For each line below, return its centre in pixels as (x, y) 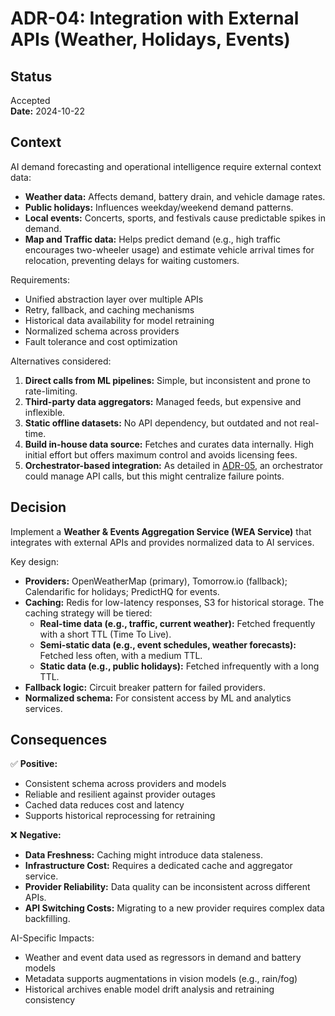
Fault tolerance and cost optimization (101, 341)
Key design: (34, 561)
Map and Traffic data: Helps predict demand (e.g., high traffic (153, 239)
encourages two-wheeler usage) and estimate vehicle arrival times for (169, 249)
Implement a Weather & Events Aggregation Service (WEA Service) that (161, 531)
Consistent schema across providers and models (125, 784)
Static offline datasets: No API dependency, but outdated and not (161, 423)
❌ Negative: (36, 835)
